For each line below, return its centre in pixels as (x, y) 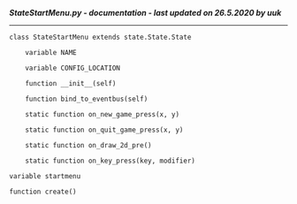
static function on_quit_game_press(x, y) (104, 130)
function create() (43, 192)
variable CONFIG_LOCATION (73, 68)
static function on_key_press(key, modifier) (110, 161)
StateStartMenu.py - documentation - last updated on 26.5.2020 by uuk (145, 13)
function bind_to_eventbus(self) (87, 99)
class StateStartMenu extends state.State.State (100, 37)
